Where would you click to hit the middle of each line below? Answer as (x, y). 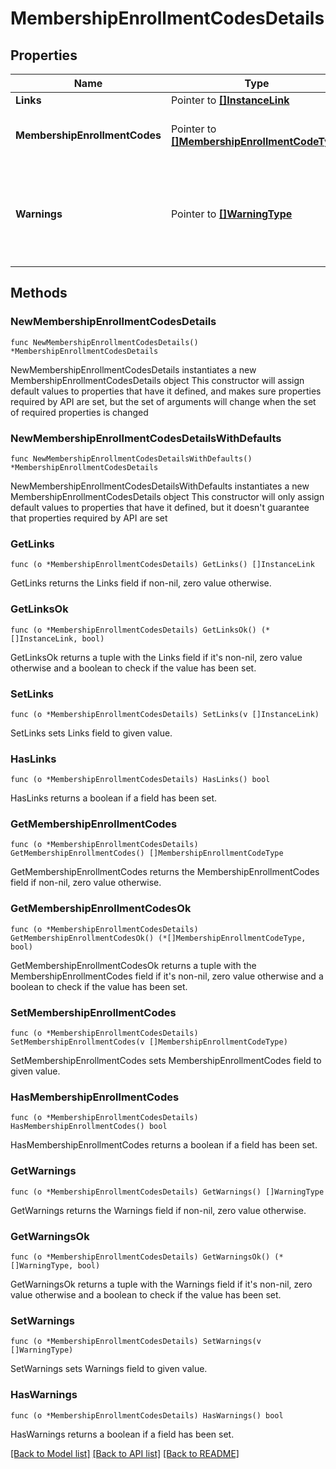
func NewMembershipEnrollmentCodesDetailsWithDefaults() (131, 458)
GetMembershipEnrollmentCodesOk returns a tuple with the (133, 965)
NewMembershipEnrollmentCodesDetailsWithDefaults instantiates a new (160, 486)
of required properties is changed (79, 412)
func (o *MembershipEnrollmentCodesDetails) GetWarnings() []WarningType (167, 1192)
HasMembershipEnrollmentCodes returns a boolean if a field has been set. (164, 1145)
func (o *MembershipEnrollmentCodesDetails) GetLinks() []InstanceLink (162, 565)
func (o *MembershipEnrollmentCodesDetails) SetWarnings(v (136, 1342)
